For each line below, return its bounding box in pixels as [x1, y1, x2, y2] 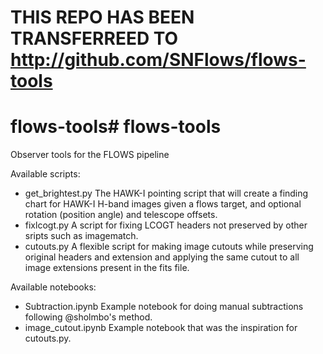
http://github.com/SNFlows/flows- [10, 49, 307, 71]
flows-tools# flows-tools [10, 116, 222, 138]
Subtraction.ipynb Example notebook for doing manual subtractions [24, 301, 304, 313]
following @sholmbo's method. [24, 311, 153, 323]
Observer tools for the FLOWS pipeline [10, 149, 170, 161]
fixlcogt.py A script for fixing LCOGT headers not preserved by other [24, 219, 308, 231]
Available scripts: [10, 168, 81, 180]
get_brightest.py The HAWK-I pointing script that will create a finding [24, 187, 309, 200]
